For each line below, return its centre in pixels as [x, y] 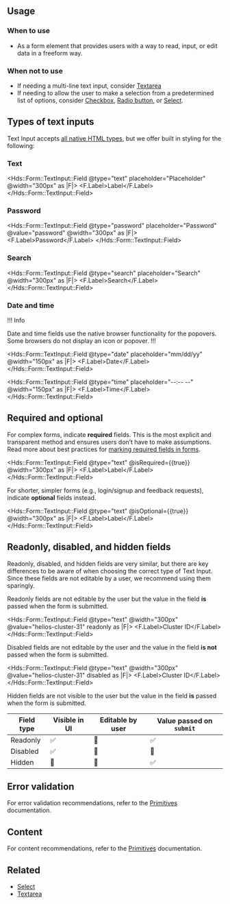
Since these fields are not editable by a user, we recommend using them [109, 578]
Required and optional [55, 418]
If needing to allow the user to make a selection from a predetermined [115, 93]
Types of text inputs [51, 122]
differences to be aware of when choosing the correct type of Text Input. [110, 571]
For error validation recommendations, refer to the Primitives [92, 803]
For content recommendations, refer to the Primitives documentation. [105, 848]
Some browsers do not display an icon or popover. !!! [81, 341]
